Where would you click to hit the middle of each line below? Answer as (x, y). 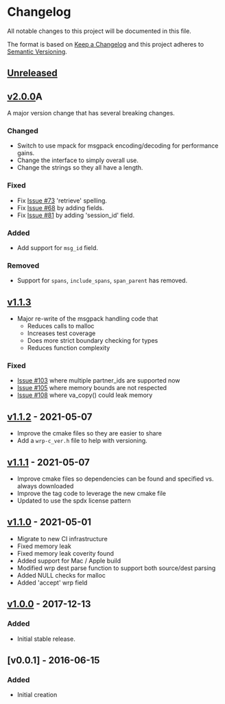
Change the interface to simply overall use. (78, 160)
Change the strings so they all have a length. (80, 168)
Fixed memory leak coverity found (66, 553)
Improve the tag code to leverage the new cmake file (92, 493)
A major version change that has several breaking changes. (91, 113)
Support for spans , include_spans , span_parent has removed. (102, 281)
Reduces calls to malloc (61, 326)
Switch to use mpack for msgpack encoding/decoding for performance (118, 146)
